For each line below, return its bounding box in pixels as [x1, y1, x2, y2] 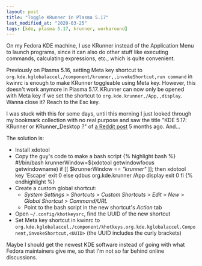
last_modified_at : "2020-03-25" [6, 20, 87, 26]
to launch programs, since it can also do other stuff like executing [6, 49, 168, 56]
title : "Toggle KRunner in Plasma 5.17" [6, 14, 109, 20]
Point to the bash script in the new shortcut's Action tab [23, 204, 162, 211]
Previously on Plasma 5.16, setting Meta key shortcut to [6, 67, 143, 74]
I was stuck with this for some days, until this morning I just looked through [6, 110, 192, 117]
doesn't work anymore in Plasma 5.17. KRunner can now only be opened [6, 85, 185, 93]
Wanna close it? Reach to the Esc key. [6, 99, 100, 106]
